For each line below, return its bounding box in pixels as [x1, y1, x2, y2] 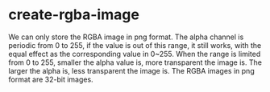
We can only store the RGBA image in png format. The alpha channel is [8, 32, 244, 42]
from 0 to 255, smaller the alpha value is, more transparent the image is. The [8, 58, 262, 67]
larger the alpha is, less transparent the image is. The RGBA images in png [8, 66, 255, 75]
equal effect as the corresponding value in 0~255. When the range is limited [8, 49, 261, 58]
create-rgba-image [8, 6, 139, 24]
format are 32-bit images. [8, 74, 94, 84]
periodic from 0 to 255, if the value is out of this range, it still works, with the [8, 40, 262, 50]
